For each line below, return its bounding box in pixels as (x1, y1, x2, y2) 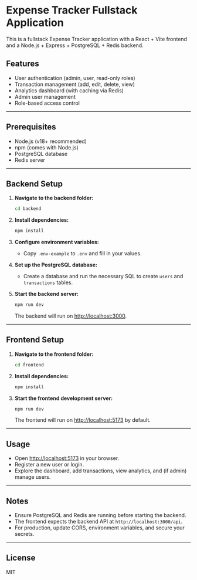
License (6, 553, 36, 563)
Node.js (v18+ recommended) (14, 138, 87, 145)
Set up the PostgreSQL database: (14, 261, 98, 268)
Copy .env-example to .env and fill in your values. (23, 250, 142, 257)
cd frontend (14, 362, 44, 368)
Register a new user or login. (14, 461, 84, 468)
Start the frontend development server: (14, 395, 113, 402)
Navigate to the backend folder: (14, 195, 94, 202)
